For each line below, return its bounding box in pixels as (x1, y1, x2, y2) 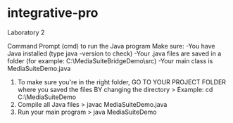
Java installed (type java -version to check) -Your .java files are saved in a (7, 49, 222, 58)
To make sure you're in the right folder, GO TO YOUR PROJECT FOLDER (17, 77, 227, 86)
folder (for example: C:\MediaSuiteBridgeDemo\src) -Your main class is (7, 56, 213, 65)
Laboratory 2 (7, 28, 45, 37)
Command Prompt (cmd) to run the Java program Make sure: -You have (7, 41, 215, 50)
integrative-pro (7, 5, 99, 21)
